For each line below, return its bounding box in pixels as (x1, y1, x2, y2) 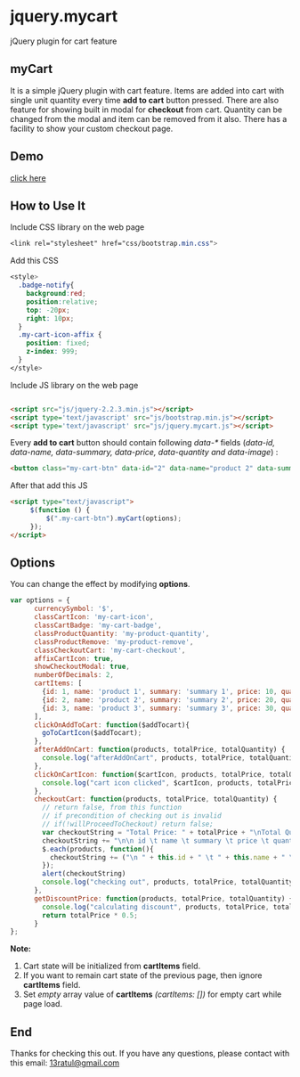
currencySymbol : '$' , (33, 604, 115, 614)
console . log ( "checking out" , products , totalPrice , (42, 877, 239, 887)
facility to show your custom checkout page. (10, 123, 174, 134)
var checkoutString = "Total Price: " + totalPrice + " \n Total (42, 828, 281, 836)
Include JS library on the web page (10, 379, 139, 390)
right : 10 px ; (26, 314, 75, 322)
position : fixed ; (26, 339, 91, 348)
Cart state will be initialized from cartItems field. (22, 960, 201, 972)
